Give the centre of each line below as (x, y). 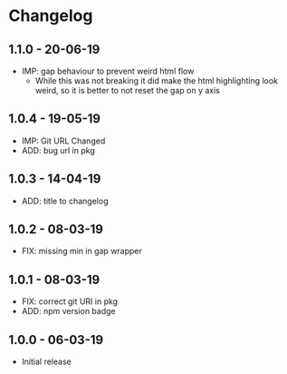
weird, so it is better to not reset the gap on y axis (128, 90)
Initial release (46, 362)
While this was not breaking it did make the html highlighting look (156, 81)
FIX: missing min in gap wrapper (81, 251)
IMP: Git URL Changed (63, 141)
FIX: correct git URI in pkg (70, 301)
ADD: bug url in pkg (58, 150)
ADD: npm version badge (68, 311)
